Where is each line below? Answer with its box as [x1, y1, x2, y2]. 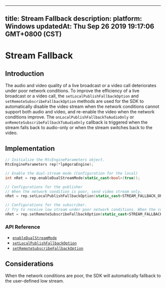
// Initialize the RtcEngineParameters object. [5, 157, 105, 162]
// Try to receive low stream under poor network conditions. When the [5, 207, 156, 212]
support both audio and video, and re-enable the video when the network [5, 109, 155, 115]
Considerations [5, 259, 54, 268]
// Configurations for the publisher [5, 184, 83, 190]
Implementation [5, 144, 55, 152]
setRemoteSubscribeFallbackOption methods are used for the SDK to [5, 98, 144, 104]
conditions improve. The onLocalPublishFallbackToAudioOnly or [5, 114, 134, 120]
